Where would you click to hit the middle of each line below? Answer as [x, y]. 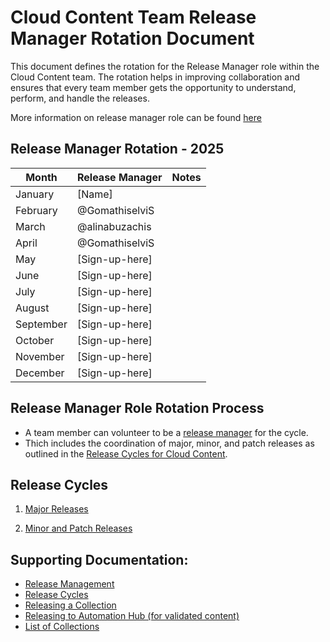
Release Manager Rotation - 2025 [117, 149]
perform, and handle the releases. [80, 98]
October [35, 340]
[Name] [94, 194]
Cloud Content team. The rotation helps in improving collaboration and [155, 77]
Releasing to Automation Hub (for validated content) [132, 616]
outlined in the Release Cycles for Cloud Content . [126, 453]
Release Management [69, 584]
